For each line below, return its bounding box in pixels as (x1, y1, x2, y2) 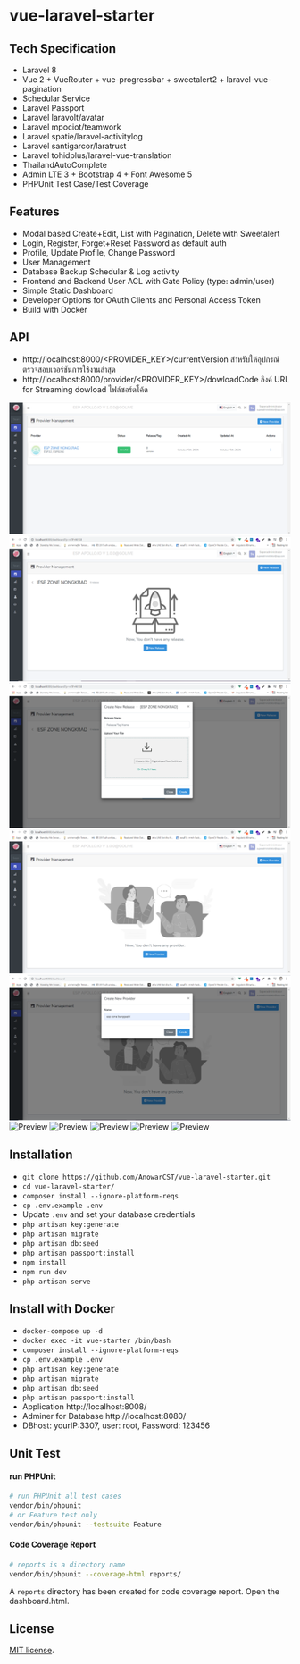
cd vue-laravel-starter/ (21, 1181, 115, 1191)
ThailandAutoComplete (21, 160, 107, 170)
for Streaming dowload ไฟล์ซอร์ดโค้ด (21, 383, 149, 394)
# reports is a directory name (9, 1560, 126, 1569)
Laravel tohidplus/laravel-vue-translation (21, 150, 172, 161)
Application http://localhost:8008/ (21, 1400, 147, 1412)
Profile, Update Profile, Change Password (21, 247, 176, 257)
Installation (9, 1147, 73, 1163)
